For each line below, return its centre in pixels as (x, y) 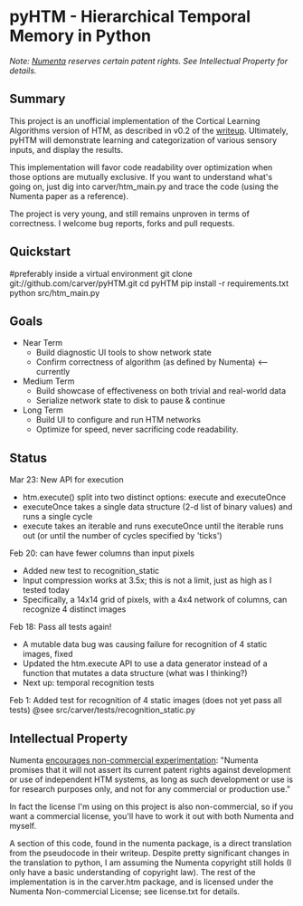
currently (53, 372)
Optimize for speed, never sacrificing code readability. (137, 429)
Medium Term (48, 381)
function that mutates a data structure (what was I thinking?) (135, 673)
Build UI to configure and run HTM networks (118, 420)
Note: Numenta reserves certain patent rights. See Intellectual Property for (148, 61)
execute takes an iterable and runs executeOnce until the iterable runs (153, 526)
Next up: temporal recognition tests (88, 683)
